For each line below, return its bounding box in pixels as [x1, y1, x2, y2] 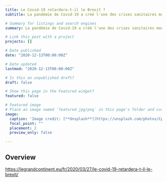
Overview [5, 153, 36, 162]
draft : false [5, 80, 32, 85]
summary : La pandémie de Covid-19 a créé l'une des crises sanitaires [5, 25, 155, 30]
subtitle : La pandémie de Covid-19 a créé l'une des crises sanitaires [5, 12, 157, 17]
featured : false [5, 93, 39, 98]
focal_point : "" [9, 121, 43, 126]
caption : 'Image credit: [9, 116, 61, 121]
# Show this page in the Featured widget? [5, 89, 94, 94]
